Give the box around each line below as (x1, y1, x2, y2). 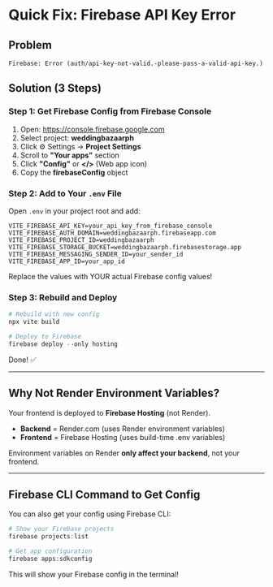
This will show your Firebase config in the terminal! (8, 569, 179, 579)
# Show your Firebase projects (8, 525, 115, 533)
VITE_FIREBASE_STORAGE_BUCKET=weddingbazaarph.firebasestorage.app (8, 243, 242, 251)
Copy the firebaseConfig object (19, 167, 128, 177)
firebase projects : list (8, 533, 89, 541)
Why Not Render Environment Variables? (8, 386, 220, 400)
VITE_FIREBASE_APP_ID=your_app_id (8, 257, 126, 265)
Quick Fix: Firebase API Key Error (8, 6, 236, 24)
